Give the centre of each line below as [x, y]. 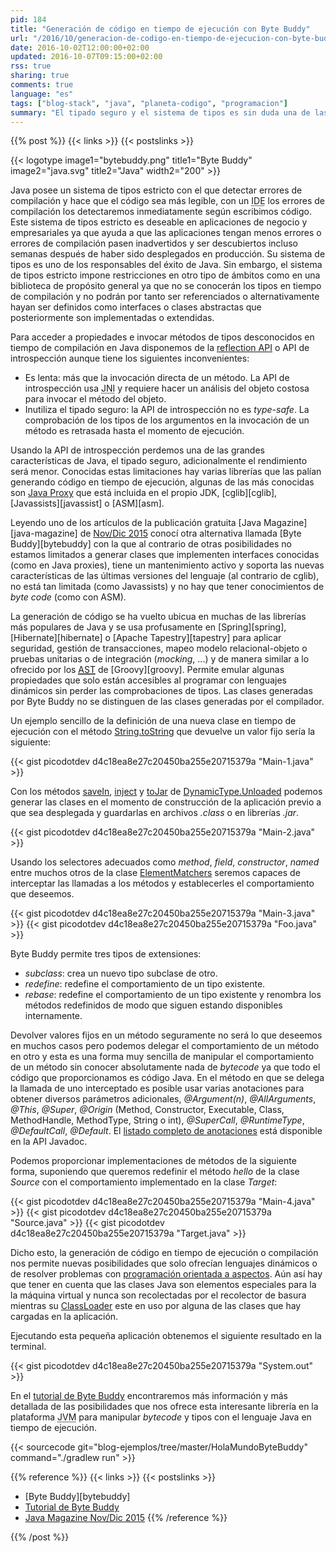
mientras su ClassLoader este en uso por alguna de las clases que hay [156, 1306]
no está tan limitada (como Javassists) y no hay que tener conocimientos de [167, 587]
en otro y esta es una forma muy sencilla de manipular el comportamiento [162, 1057]
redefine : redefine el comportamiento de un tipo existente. [145, 984]
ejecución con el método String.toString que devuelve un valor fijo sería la [163, 732]
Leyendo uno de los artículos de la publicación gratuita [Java [136, 523]
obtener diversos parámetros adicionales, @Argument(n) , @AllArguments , [163, 1099]
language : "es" [42, 94]
